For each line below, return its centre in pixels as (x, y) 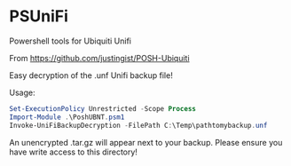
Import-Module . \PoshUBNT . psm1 (67, 117)
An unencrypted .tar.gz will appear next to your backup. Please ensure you (146, 142)
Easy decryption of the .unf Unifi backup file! (91, 75)
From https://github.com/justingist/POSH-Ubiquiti (99, 58)
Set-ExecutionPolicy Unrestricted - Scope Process (103, 108)
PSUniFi (39, 16)
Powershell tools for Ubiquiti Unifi (70, 41)
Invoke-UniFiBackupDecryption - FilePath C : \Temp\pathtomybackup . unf (138, 125)
